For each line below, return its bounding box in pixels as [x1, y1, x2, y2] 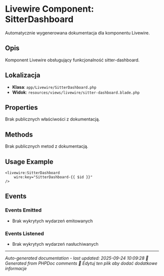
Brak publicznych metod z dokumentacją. [5, 143, 89, 149]
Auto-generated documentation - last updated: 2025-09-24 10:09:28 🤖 [5, 255, 149, 261]
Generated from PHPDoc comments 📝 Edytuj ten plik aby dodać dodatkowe [5, 260, 158, 266]
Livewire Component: [5, 3, 94, 15]
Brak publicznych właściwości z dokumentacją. [5, 116, 100, 122]
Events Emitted [5, 207, 42, 214]
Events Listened [5, 230, 44, 237]
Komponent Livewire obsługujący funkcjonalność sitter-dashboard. [5, 57, 140, 63]
